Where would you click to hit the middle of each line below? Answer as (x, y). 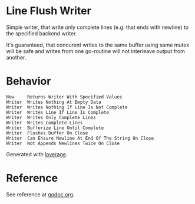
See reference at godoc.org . (40, 194)
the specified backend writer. (42, 33)
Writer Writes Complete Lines (44, 123)
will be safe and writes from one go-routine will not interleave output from (96, 51)
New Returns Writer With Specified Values (64, 97)
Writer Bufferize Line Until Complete (55, 128)
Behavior (29, 81)
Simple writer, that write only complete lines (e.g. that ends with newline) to (97, 27)
